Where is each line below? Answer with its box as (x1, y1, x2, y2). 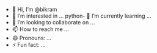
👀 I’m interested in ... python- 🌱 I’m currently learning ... (12, 12, 152, 19)
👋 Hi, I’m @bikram (12, 6, 57, 13)
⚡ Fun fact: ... (12, 41, 46, 48)
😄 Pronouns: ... (12, 34, 52, 41)
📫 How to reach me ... (12, 26, 69, 33)
